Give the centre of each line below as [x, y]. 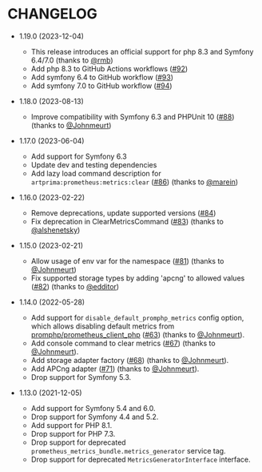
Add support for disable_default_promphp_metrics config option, [137, 317]
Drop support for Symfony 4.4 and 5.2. [95, 417]
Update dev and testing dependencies [94, 164]
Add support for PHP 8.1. [71, 425]
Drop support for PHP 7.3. [73, 434]
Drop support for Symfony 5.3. [81, 377]
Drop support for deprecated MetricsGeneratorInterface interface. [141, 459]
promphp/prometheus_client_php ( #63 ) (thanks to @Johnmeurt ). [138, 334]
